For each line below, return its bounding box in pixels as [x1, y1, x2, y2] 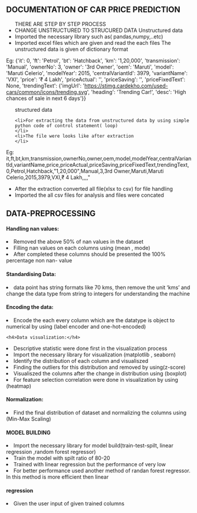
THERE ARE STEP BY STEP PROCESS [14, 20, 106, 27]
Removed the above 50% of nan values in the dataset [14, 238, 143, 245]
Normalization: [6, 396, 44, 403]
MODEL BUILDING [6, 428, 51, 436]
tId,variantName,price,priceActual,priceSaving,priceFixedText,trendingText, [6, 161, 189, 168]
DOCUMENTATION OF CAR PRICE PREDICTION [6, 5, 180, 15]
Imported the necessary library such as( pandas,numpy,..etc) [14, 33, 163, 40]
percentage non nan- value [6, 257, 73, 264]
